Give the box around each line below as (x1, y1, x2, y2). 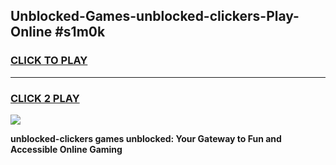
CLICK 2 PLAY (10, 91, 80, 105)
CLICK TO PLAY (10, 54, 88, 68)
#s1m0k (54, 24, 106, 41)
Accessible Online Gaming (10, 143, 123, 155)
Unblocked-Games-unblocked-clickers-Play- (10, 8, 300, 25)
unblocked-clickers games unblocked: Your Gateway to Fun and (10, 132, 282, 144)
